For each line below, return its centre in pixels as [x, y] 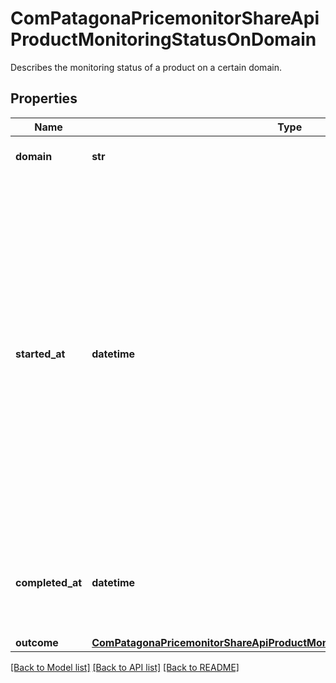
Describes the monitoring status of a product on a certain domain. [146, 67]
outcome [37, 642]
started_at [40, 354]
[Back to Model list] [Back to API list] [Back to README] [125, 667]
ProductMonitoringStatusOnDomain [163, 39]
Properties [44, 98]
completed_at [49, 582]
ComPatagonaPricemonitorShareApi [165, 18]
